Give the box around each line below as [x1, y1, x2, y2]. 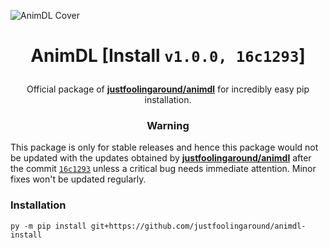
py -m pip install [10, 221, 87, 231]
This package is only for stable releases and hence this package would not [10, 141, 319, 154]
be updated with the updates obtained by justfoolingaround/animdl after [10, 152, 312, 164]
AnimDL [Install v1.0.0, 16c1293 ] [30, 45, 306, 67]
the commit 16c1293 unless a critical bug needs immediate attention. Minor [10, 163, 317, 175]
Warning [146, 119, 190, 133]
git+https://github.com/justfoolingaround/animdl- [90, 221, 307, 231]
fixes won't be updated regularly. [10, 173, 147, 185]
